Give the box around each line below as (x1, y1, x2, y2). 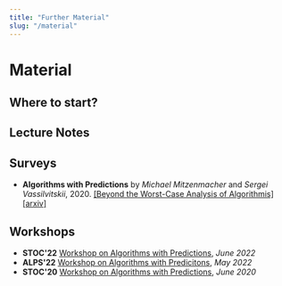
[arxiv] (21, 198, 47, 209)
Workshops (9, 224, 76, 239)
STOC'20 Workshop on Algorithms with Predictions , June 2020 (21, 266, 257, 277)
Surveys (9, 155, 57, 170)
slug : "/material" (9, 21, 78, 30)
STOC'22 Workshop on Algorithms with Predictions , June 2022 (21, 248, 256, 258)
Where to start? (9, 95, 98, 110)
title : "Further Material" (9, 12, 110, 22)
